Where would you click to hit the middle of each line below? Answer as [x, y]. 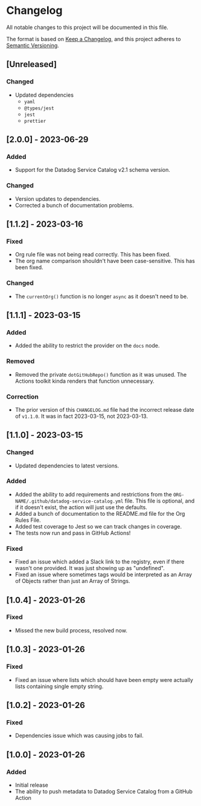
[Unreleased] [32, 64]
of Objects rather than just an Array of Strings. [72, 581]
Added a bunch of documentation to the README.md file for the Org [100, 513]
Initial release [31, 785]
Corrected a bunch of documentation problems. [74, 205]
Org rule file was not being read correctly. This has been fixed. [93, 255]
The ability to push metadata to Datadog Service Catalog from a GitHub [104, 791]
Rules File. [28, 520]
